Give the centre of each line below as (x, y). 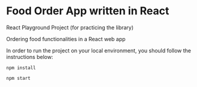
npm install (21, 68)
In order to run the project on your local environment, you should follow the (99, 50)
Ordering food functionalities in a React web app (66, 39)
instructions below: (30, 57)
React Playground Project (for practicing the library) (70, 27)
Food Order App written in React (88, 11)
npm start (19, 78)
